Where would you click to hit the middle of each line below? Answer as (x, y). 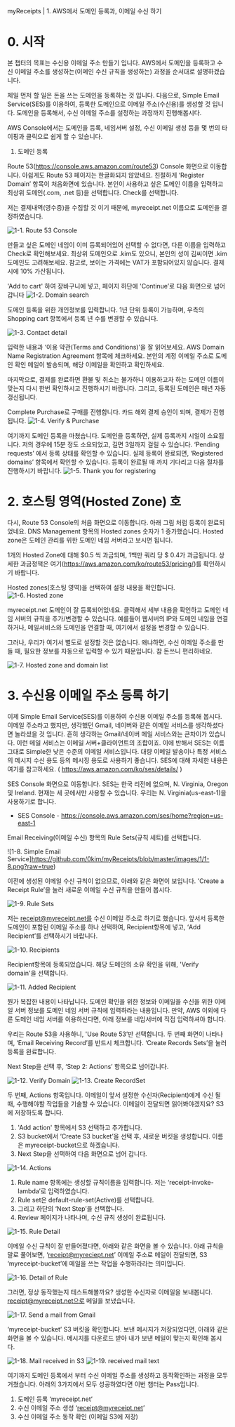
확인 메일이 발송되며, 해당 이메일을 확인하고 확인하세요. (89, 364)
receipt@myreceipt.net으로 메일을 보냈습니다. (71, 1301)
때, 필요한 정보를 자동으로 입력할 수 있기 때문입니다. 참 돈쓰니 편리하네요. (113, 651)
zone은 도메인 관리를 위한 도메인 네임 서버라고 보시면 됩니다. (90, 540)
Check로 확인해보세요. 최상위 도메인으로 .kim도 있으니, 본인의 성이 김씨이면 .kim (117, 253)
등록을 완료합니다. (32, 1051)
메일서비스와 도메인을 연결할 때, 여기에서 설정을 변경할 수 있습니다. (118, 627)
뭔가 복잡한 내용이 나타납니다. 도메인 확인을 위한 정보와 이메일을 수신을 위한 (110, 1001)
